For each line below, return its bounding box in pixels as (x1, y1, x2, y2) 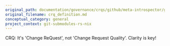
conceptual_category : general (5, 16, 69, 21)
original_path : (5, 7, 37, 12)
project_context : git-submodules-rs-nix (5, 21, 92, 26)
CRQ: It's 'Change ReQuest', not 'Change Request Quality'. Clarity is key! (5, 35, 157, 41)
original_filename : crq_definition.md (5, 12, 87, 17)
